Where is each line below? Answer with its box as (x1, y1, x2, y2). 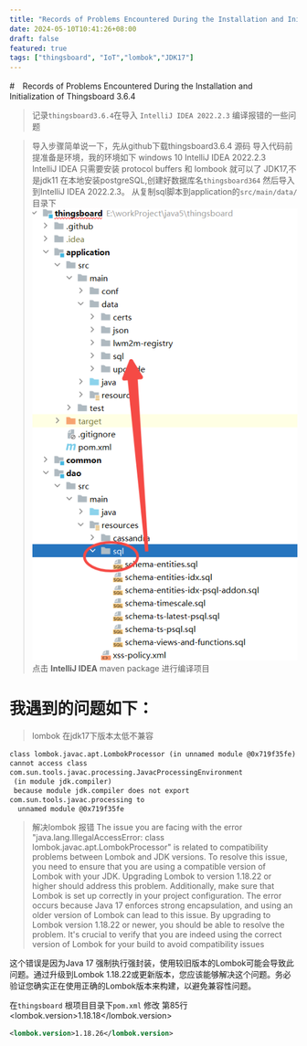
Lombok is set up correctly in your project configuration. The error (31, 890, 282, 901)
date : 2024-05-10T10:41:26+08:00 (9, 24, 137, 34)
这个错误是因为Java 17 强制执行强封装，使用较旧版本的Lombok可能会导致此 (9, 957, 295, 968)
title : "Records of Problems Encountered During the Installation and (9, 15, 284, 24)
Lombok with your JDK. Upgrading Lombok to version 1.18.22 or (31, 871, 272, 882)
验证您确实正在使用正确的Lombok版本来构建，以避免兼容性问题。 (9, 980, 257, 991)
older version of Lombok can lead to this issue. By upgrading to (31, 909, 271, 920)
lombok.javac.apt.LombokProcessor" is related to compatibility (31, 841, 269, 852)
